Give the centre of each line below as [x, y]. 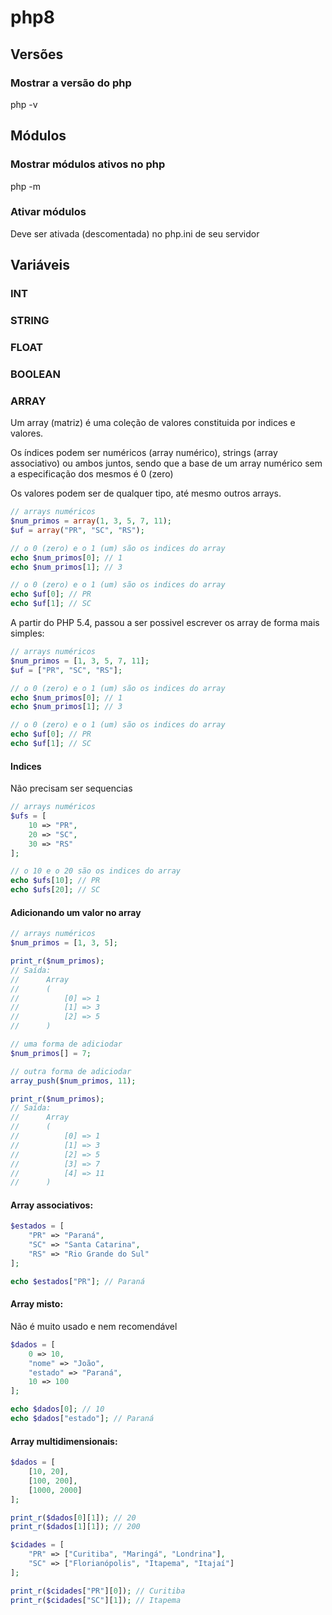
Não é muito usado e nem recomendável [94, 1326]
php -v [24, 104]
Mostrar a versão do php [71, 83]
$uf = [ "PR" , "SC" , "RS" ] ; [66, 670]
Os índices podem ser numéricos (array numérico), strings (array [144, 453]
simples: [27, 633]
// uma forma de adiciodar [66, 1044]
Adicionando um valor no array [76, 912]
